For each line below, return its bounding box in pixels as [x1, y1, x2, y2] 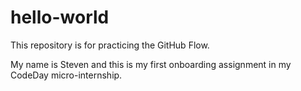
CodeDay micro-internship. [10, 69, 123, 81]
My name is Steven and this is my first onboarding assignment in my [10, 58, 292, 70]
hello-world [10, 6, 110, 29]
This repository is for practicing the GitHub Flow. [10, 39, 210, 51]
